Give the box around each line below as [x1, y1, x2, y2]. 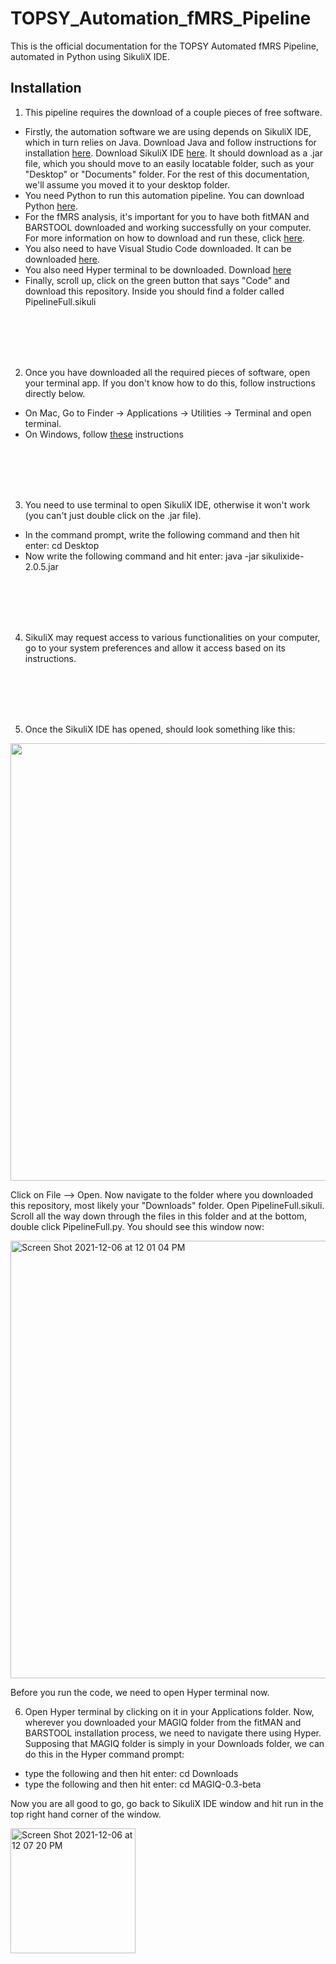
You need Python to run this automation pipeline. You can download [24, 189, 305, 201]
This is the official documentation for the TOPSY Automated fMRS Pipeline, [10, 40, 320, 52]
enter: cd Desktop [24, 539, 100, 551]
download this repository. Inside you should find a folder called [24, 285, 285, 297]
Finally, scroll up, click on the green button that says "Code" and [24, 274, 290, 286]
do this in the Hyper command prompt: [24, 1748, 185, 1760]
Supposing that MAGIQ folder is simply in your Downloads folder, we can [24, 1737, 325, 1749]
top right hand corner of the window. [10, 1808, 162, 1820]
